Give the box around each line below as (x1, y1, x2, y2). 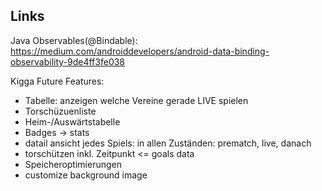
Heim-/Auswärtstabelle (24, 115, 121, 128)
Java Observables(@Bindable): (10, 34, 138, 46)
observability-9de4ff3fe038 (10, 55, 126, 68)
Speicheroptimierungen (24, 158, 122, 170)
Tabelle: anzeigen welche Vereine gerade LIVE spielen (24, 94, 249, 106)
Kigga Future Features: (10, 75, 105, 87)
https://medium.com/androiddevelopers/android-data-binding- (10, 45, 270, 57)
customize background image (24, 169, 148, 181)
